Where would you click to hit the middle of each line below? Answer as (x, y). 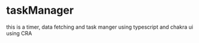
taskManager (40, 10)
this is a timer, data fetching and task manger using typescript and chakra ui (99, 27)
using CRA (19, 33)
